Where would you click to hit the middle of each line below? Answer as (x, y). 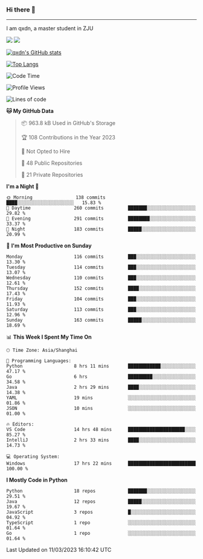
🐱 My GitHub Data (30, 111)
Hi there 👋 (21, 10)
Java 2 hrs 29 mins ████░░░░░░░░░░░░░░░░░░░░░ (101, 388)
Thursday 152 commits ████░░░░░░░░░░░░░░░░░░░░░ (101, 289)
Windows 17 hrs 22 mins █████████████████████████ (101, 464)
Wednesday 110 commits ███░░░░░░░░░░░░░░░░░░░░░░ (101, 278)
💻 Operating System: (33, 457)
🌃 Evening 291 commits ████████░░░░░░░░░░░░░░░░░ (101, 219)
